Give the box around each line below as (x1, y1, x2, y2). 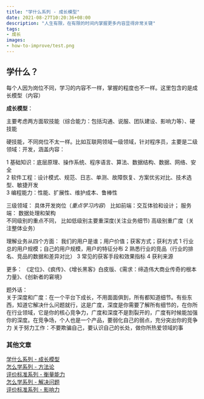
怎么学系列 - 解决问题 (6, 378, 60, 386)
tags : (6, 26, 20, 32)
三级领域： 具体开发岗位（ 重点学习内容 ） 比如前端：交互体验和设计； (6, 202, 180, 209)
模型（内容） (11, 92, 44, 99)
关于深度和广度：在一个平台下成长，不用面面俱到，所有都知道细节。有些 (6, 293, 187, 301)
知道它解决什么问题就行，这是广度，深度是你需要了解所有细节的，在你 (16, 301, 192, 309)
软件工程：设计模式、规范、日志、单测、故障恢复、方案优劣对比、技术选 (11, 174, 192, 181)
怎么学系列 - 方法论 (6, 363, 55, 370)
